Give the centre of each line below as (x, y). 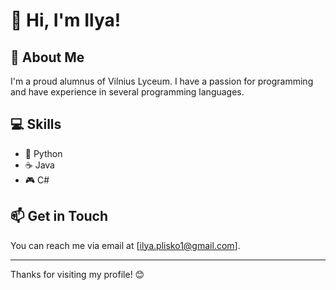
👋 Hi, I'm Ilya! (66, 20)
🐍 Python (43, 153)
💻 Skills (36, 124)
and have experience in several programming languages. (127, 92)
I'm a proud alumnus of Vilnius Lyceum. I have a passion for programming (162, 81)
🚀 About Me (47, 57)
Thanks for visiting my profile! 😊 (77, 274)
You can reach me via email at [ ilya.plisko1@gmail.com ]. (125, 245)
